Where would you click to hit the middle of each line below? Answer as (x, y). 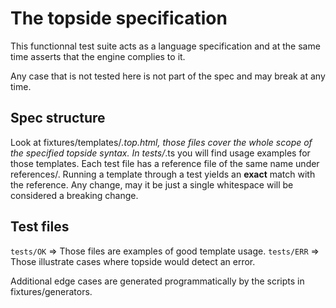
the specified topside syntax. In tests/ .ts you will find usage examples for (160, 153)
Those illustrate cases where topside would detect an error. (133, 261)
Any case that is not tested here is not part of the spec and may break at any (168, 76)
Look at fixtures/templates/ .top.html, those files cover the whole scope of (161, 142)
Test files (40, 227)
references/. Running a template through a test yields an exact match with (163, 174)
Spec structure (58, 118)
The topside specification (119, 18)
